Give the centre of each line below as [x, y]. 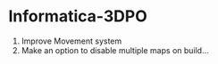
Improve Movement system [71, 41]
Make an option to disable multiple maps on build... [115, 50]
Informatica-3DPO [78, 16]
